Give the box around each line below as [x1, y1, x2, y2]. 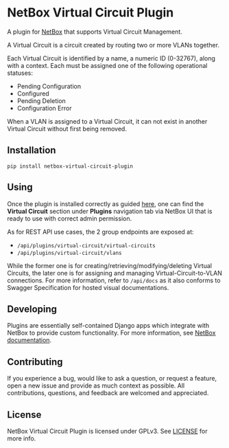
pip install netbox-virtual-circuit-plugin [7, 163, 134, 170]
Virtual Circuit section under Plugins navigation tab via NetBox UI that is [7, 207, 213, 215]
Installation [7, 144, 56, 156]
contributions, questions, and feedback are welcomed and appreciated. [7, 389, 209, 397]
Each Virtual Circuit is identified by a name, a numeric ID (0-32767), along [7, 54, 216, 63]
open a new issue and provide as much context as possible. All [7, 381, 185, 390]
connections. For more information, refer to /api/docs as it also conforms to [7, 276, 221, 284]
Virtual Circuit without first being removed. [7, 124, 127, 133]
